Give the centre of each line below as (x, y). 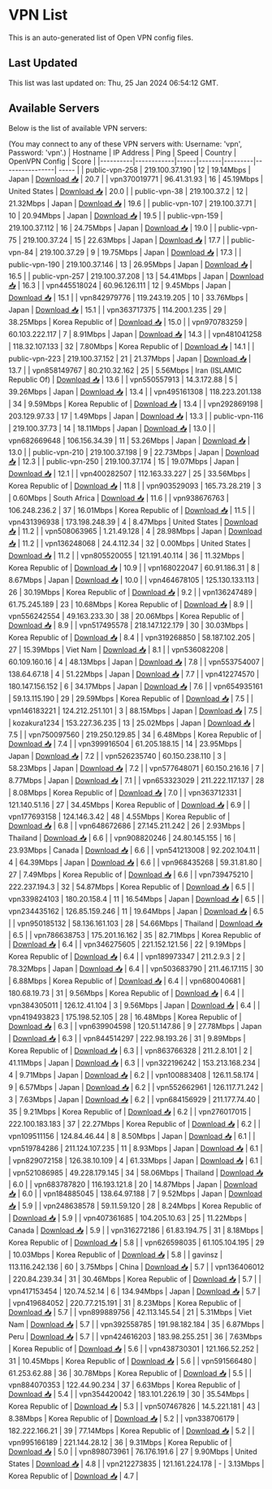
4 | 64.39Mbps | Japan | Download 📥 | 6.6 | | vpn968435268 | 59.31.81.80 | (135, 862)
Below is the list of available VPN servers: (78, 128)
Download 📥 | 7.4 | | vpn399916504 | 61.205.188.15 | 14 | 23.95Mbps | (125, 743)
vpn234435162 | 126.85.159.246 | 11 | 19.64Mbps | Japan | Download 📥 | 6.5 (136, 911)
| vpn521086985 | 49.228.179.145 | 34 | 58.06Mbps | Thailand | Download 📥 (136, 1172)
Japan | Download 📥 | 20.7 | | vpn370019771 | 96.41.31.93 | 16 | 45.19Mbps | (136, 179)
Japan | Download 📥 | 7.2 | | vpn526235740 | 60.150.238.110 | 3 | (117, 755)
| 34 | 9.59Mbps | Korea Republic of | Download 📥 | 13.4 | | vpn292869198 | (136, 404)
